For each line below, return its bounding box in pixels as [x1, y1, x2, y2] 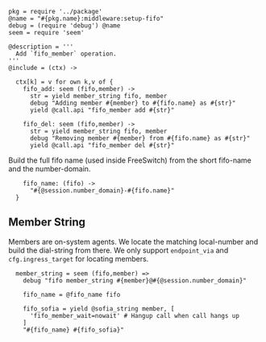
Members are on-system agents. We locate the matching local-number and [8, 237, 259, 246]
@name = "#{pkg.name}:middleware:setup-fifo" [8, 14, 164, 23]
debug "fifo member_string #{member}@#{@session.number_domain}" [23, 276, 247, 285]
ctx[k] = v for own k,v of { [15, 78, 114, 86]
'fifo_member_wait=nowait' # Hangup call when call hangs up [29, 311, 240, 319]
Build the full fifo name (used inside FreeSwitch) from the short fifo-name [8, 155, 251, 165]
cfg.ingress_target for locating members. [8, 253, 149, 263]
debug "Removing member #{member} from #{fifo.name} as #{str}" [29, 134, 251, 142]
